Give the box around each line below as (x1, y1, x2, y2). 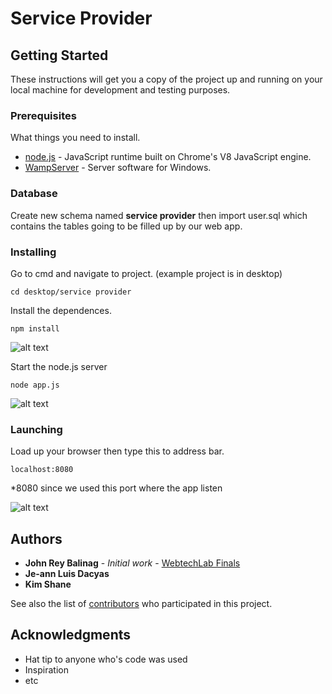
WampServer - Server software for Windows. (24, 162, 212, 174)
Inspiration (24, 663, 69, 676)
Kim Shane (24, 578, 72, 590)
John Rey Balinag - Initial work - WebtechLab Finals (24, 557, 241, 569)
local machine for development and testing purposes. (10, 84, 231, 96)
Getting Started (10, 47, 109, 64)
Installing (10, 245, 57, 259)
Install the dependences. (10, 304, 112, 316)
